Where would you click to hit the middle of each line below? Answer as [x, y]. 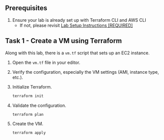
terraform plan [28, 114]
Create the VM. [28, 124]
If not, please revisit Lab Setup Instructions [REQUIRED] [76, 25]
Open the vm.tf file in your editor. [46, 62]
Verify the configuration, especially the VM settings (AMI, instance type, [85, 72]
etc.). [18, 77]
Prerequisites [26, 8]
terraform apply [29, 133]
